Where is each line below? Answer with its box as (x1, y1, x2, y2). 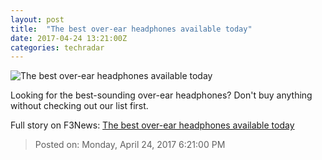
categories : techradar (10, 42, 105, 53)
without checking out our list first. (10, 100, 149, 112)
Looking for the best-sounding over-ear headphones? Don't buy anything (10, 89, 313, 101)
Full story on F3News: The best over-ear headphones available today (10, 119, 295, 131)
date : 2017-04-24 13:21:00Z (10, 33, 128, 43)
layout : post (10, 14, 65, 25)
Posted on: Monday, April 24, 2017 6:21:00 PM (34, 139, 226, 151)
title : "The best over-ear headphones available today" (10, 24, 253, 34)
